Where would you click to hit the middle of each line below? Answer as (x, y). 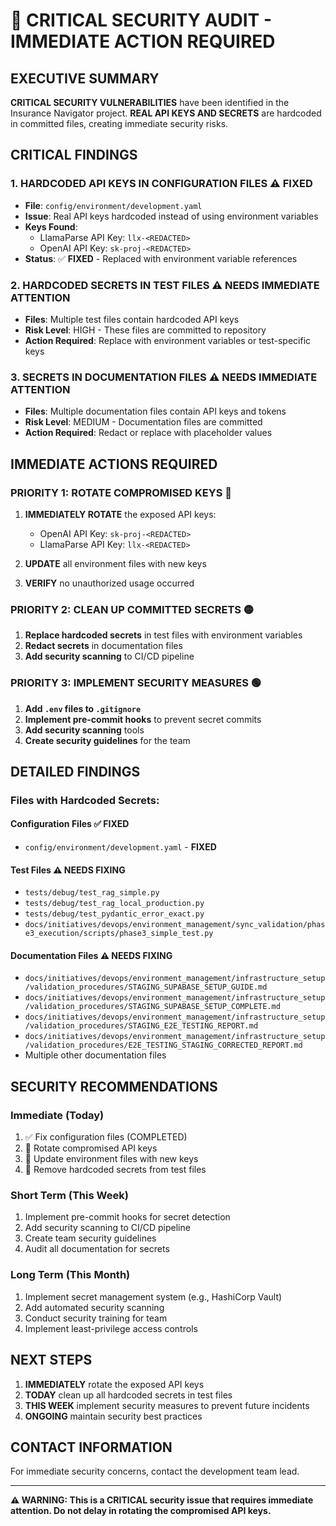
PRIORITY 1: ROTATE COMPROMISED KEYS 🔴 (121, 492)
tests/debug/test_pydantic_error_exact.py (114, 914)
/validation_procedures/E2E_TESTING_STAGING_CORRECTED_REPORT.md (163, 1045)
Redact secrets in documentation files (103, 646)
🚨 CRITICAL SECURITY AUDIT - (141, 20)
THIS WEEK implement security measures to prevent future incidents (167, 1405)
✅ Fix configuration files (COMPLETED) (106, 1137)
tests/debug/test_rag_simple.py (92, 893)
